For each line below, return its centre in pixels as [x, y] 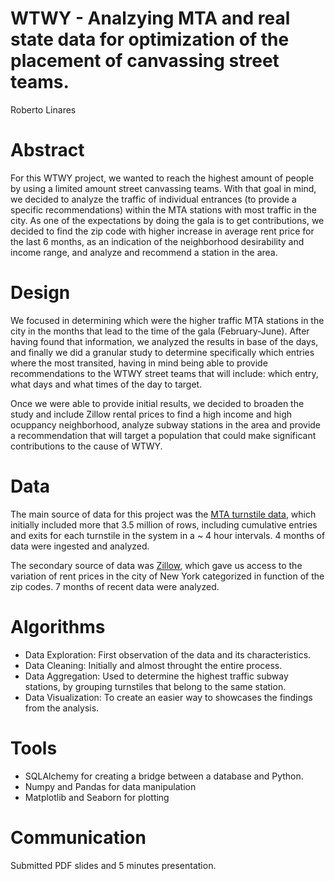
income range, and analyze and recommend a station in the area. [144, 252]
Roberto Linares [43, 109]
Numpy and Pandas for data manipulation [110, 786]
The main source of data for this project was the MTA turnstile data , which [163, 514]
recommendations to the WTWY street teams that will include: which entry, [164, 373]
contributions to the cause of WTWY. [86, 446]
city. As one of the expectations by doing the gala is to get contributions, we [167, 220]
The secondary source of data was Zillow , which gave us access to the [156, 565]
